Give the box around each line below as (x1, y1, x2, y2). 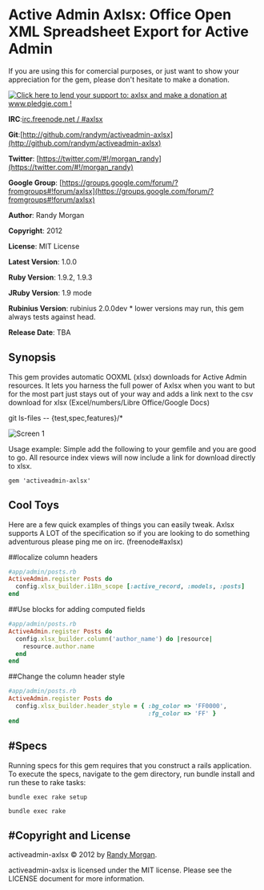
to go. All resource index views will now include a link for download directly (8, 453, 256, 462)
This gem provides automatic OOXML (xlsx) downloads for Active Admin (8, 372, 247, 381)
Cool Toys (8, 498, 60, 512)
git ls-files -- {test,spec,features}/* (8, 413, 124, 422)
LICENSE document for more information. (8, 874, 145, 884)
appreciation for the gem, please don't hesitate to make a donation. (8, 75, 230, 84)
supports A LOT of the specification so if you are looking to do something (8, 528, 250, 538)
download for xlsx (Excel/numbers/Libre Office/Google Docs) (8, 397, 210, 407)
